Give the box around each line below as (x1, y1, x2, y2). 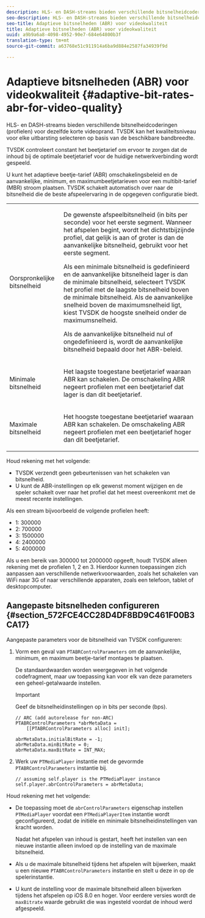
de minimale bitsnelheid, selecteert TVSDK (63, 277, 186, 286)
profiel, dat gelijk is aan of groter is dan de (63, 233, 184, 242)
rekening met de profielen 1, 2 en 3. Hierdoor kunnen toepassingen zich (6, 563, 186, 570)
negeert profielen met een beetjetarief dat (63, 382, 184, 391)
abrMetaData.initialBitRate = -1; (15, 736, 103, 742)
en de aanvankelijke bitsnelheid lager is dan (63, 270, 188, 279)
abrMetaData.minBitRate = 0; (15, 742, 90, 748)
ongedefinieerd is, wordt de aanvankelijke (63, 337, 183, 346)
